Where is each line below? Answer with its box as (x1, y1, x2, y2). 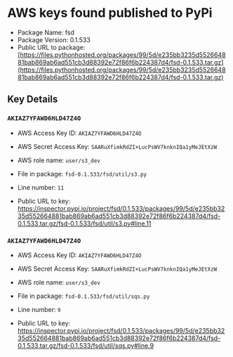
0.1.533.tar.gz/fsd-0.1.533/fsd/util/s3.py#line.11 (17, 219, 152, 228)
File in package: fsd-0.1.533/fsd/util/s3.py (17, 169, 147, 178)
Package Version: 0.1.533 (17, 35, 91, 44)
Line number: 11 (17, 183, 65, 191)
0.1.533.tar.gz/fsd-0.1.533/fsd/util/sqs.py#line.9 (17, 341, 154, 349)
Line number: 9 (17, 305, 61, 313)
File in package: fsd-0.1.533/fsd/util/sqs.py (17, 292, 150, 300)
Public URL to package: (17, 43, 86, 51)
